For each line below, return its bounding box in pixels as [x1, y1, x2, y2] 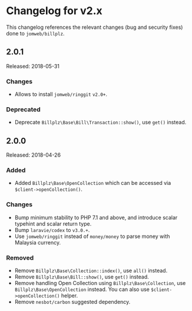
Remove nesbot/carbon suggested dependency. [14, 299, 131, 306]
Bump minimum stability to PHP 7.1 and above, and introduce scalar [14, 214, 178, 221]
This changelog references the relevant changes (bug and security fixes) [6, 24, 183, 31]
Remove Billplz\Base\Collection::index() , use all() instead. [14, 267, 168, 274]
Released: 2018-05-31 [6, 62, 60, 70]
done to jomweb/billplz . [6, 29, 65, 37]
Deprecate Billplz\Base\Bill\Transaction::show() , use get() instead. [14, 119, 187, 126]
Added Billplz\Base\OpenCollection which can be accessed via [14, 180, 171, 187]
